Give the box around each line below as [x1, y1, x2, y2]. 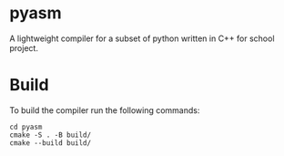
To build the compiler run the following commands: [9, 104, 200, 116]
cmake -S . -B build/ [9, 130, 92, 140]
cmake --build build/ [9, 138, 92, 148]
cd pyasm [9, 122, 43, 131]
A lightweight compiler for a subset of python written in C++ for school [9, 33, 275, 44]
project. [9, 42, 39, 53]
